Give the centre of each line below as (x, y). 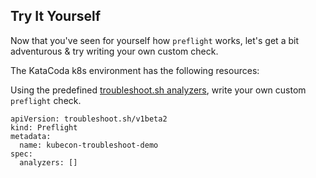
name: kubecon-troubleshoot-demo (89, 145)
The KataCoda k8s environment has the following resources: (135, 70)
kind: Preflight (44, 127)
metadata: (31, 136)
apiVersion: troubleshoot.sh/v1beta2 (89, 119)
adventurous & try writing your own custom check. (114, 51)
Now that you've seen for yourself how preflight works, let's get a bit (154, 40)
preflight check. (46, 100)
